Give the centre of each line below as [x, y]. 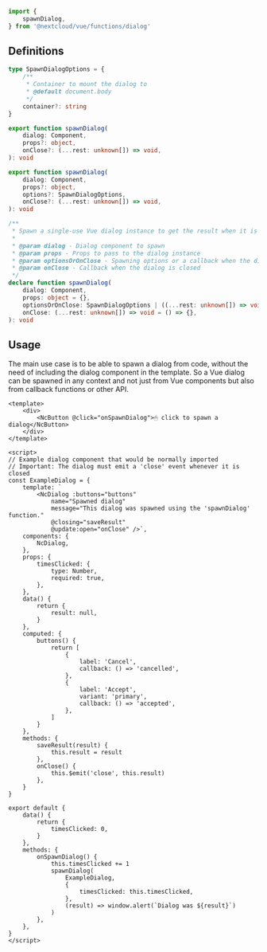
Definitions [36, 51]
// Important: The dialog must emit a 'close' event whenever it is [124, 467]
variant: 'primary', [113, 697]
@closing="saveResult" [88, 523]
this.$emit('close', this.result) [108, 774]
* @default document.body [69, 92]
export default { [37, 809]
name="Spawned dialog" [88, 502]
